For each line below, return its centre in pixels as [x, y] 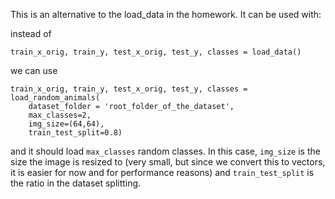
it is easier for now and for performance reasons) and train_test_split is [162, 172]
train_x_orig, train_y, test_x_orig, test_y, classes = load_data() [156, 52]
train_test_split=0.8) [75, 133]
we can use [34, 70]
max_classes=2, [60, 115]
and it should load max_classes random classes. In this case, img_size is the [165, 151]
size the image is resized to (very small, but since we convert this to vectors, [168, 162]
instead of [31, 33]
